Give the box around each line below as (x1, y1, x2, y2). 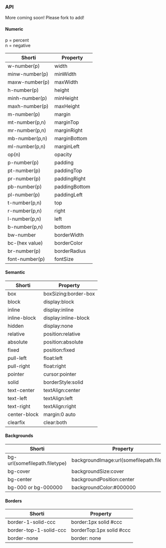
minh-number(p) (7, 95, 47, 101)
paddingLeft (54, 191, 83, 198)
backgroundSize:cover (71, 468, 124, 475)
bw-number (7, 231, 36, 238)
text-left (7, 395, 27, 401)
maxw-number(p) (7, 78, 50, 85)
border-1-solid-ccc (7, 519, 56, 526)
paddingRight (54, 175, 85, 182)
